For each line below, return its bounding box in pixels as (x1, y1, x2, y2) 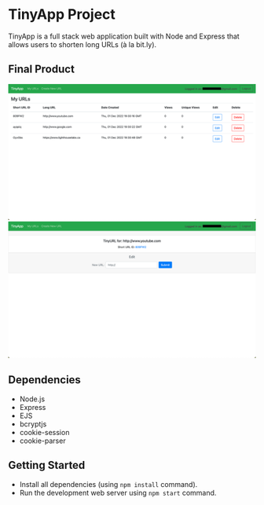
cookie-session (19, 427, 70, 437)
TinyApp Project (8, 5, 116, 24)
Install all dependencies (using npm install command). (19, 479, 198, 489)
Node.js (19, 394, 46, 404)
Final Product (8, 63, 75, 76)
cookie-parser (19, 436, 66, 445)
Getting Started (8, 459, 86, 472)
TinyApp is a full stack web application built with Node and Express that (8, 31, 240, 41)
